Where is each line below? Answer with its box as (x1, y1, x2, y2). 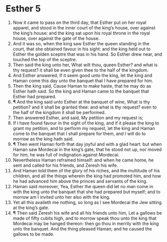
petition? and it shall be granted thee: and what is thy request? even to (12, 104, 157, 110)
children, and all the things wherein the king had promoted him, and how (12, 173, 161, 179)
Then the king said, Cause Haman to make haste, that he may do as (12, 83, 151, 89)
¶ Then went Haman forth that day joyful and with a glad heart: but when (12, 141, 162, 147)
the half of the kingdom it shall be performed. (12, 109, 106, 115)
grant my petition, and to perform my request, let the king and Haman (12, 125, 156, 131)
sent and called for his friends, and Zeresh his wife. (12, 162, 118, 168)
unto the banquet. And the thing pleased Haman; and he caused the (12, 226, 152, 232)
